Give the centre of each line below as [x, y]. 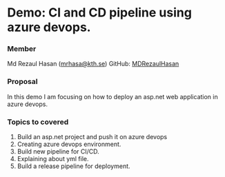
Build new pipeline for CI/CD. [58, 152]
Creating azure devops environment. [69, 144]
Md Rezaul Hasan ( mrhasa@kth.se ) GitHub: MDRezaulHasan [93, 64]
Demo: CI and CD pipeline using [99, 13]
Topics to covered [38, 122]
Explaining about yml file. [53, 159]
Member [22, 49]
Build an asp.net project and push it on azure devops [92, 137]
